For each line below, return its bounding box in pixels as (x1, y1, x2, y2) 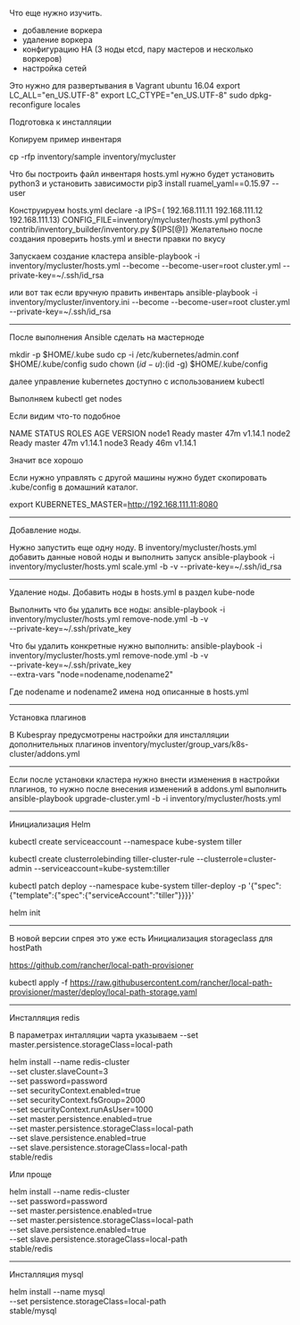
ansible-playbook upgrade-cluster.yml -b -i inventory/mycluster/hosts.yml (9, 794, 281, 803)
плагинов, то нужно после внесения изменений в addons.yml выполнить (9, 784, 287, 794)
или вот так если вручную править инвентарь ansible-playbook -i (9, 287, 258, 298)
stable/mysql (9, 1305, 57, 1316)
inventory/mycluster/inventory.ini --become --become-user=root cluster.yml (9, 297, 290, 307)
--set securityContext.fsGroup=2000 (9, 1095, 146, 1105)
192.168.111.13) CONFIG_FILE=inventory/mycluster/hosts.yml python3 (9, 215, 262, 225)
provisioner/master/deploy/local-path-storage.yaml (9, 987, 198, 997)
